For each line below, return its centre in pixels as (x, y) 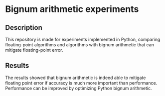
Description (24, 28)
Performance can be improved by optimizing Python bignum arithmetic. (79, 88)
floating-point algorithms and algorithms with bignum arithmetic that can (80, 45)
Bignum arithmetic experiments (72, 9)
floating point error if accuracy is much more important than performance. (81, 83)
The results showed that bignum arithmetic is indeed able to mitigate (76, 78)
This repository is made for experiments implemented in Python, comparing (83, 39)
